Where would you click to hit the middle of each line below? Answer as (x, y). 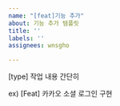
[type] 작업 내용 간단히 (44, 76)
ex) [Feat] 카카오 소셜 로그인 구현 (60, 94)
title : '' (25, 31)
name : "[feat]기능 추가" (46, 16)
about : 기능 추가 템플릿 (44, 23)
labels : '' (26, 38)
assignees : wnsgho (39, 46)
